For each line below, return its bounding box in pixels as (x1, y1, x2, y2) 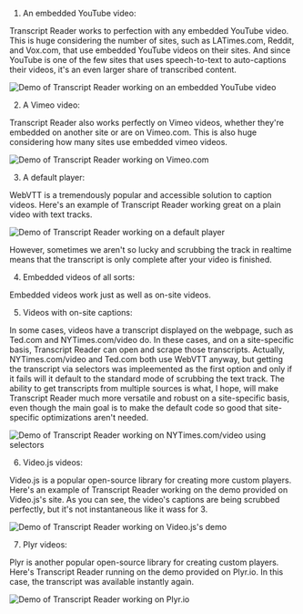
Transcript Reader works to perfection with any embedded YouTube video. (9, 26, 289, 36)
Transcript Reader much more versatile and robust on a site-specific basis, (9, 392, 289, 403)
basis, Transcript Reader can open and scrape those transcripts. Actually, (9, 344, 285, 355)
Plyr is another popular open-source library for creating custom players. (9, 557, 279, 567)
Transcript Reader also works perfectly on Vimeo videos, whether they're (9, 118, 285, 128)
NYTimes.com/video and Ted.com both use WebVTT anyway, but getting (9, 354, 284, 364)
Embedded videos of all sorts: (22, 272, 135, 282)
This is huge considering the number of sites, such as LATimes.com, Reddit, (9, 36, 295, 46)
